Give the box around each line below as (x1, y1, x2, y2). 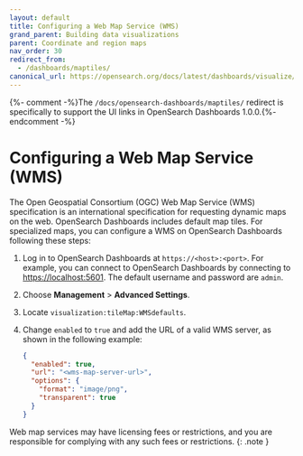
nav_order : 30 (9, 47, 63, 56)
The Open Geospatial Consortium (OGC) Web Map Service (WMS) (9, 196, 255, 208)
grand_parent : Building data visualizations (9, 30, 179, 39)
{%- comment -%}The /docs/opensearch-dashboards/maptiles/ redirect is (9, 97, 284, 107)
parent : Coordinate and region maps (9, 38, 147, 48)
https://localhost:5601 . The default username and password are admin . (22, 272, 284, 283)
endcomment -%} (9, 116, 77, 126)
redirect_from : (9, 55, 67, 64)
